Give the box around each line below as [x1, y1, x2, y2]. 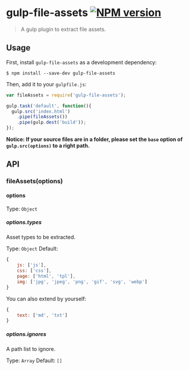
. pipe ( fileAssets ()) [17, 114, 68, 120]
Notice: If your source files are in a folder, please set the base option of [6, 136, 183, 143]
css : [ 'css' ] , [17, 268, 52, 274]
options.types [6, 219, 42, 226]
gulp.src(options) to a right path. [6, 142, 90, 149]
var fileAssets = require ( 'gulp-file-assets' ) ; [6, 92, 127, 98]
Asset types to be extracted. [6, 234, 76, 241]
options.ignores [6, 330, 46, 337]
